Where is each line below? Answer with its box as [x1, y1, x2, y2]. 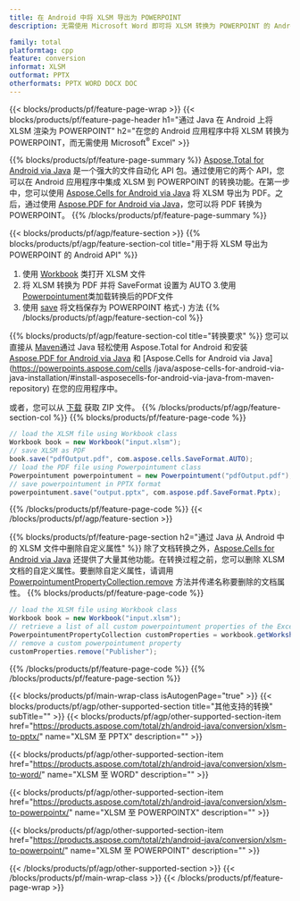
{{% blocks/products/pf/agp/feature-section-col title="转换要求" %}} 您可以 [9, 331, 289, 341]
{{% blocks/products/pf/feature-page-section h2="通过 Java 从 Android [9, 532, 275, 543]
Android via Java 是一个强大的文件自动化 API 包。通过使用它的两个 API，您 [9, 165, 285, 176]
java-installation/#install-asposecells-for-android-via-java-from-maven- [9, 373, 275, 383]
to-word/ [9, 769, 42, 779]
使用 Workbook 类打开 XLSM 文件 [21, 269, 146, 280]
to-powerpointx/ [9, 806, 70, 818]
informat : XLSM [9, 63, 66, 72]
